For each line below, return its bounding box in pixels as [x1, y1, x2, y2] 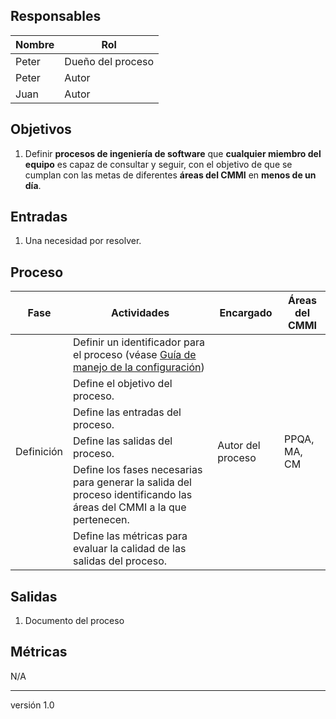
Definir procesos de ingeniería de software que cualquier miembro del [24, 147, 322, 159]
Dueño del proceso [64, 54, 154, 68]
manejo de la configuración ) [73, 360, 205, 374]
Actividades [111, 306, 170, 320]
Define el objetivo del [73, 377, 173, 391]
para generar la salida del [73, 475, 192, 489]
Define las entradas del [73, 405, 182, 419]
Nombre [15, 37, 55, 51]
